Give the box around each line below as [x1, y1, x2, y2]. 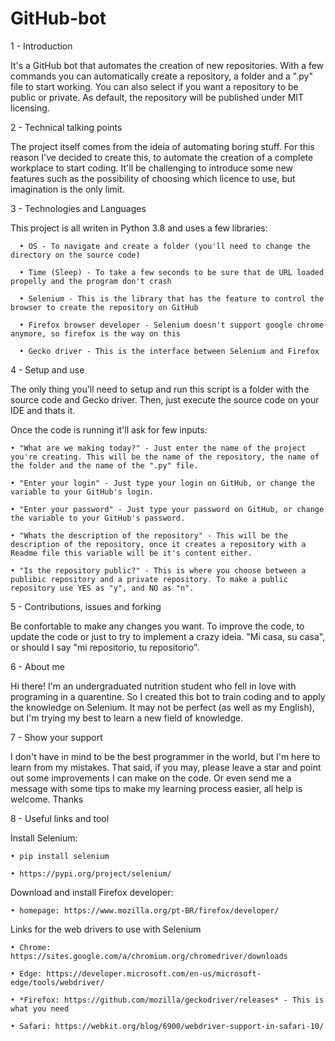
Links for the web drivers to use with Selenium [10, 923, 202, 935]
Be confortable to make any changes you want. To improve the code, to [10, 620, 305, 632]
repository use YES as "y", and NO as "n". [10, 583, 195, 593]
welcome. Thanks [10, 793, 84, 805]
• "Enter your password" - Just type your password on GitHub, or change [10, 504, 325, 514]
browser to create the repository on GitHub [10, 302, 199, 312]
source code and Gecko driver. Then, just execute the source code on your [10, 393, 320, 406]
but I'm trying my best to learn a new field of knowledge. [10, 712, 244, 724]
